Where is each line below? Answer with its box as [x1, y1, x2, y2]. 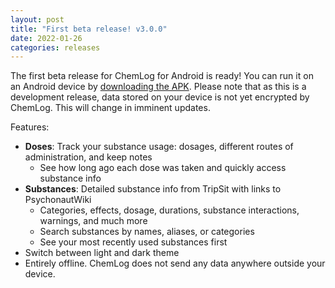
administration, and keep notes [24, 151, 153, 163]
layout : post [10, 14, 65, 25]
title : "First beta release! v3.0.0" [10, 24, 168, 34]
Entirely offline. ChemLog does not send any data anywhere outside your [24, 257, 326, 270]
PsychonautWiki [24, 194, 92, 206]
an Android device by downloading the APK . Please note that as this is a [10, 81, 307, 93]
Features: [10, 121, 50, 133]
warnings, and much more [39, 215, 148, 227]
